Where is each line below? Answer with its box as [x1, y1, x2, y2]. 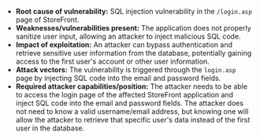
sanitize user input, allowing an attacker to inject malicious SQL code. [15, 31, 242, 41]
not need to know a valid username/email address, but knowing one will [15, 107, 249, 116]
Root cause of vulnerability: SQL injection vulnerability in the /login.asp [15, 7, 252, 16]
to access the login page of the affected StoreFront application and [15, 90, 234, 99]
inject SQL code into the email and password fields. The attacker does [15, 98, 244, 108]
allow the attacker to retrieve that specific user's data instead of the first [15, 115, 251, 124]
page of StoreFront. [15, 15, 80, 24]
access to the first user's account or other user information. [15, 57, 210, 66]
